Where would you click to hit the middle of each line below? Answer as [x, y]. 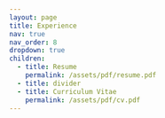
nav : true [27, 34]
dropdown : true [37, 51]
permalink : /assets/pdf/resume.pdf [91, 75]
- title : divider [49, 83]
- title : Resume [47, 67]
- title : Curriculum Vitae [67, 91]
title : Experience [43, 26]
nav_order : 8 [33, 42]
